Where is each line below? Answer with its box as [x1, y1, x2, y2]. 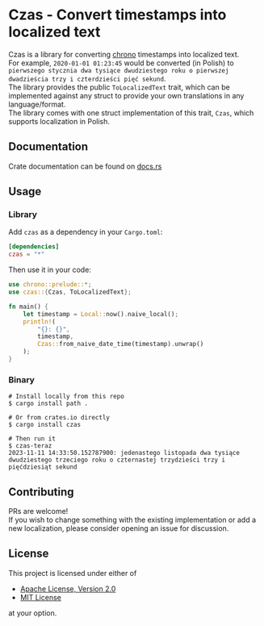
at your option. [8, 607, 57, 618]
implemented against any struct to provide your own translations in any [8, 90, 245, 100]
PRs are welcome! [8, 507, 69, 516]
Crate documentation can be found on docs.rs [8, 161, 162, 171]
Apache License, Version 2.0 [19, 583, 116, 594]
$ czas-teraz [8, 442, 52, 450]
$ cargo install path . [8, 399, 89, 408]
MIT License [19, 592, 62, 602]
